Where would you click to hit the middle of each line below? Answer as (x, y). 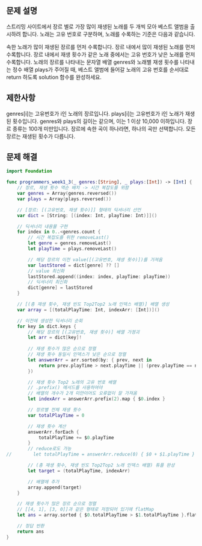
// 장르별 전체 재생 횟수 (54, 410)
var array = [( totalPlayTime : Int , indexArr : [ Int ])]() (89, 310)
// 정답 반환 (31, 526)
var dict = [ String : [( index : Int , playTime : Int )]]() (87, 215)
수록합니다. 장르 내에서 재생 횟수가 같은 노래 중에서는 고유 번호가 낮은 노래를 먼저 (101, 54)
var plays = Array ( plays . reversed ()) (64, 199)
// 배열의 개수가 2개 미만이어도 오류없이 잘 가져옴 (82, 393)
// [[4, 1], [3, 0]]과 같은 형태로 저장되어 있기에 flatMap (86, 509)
